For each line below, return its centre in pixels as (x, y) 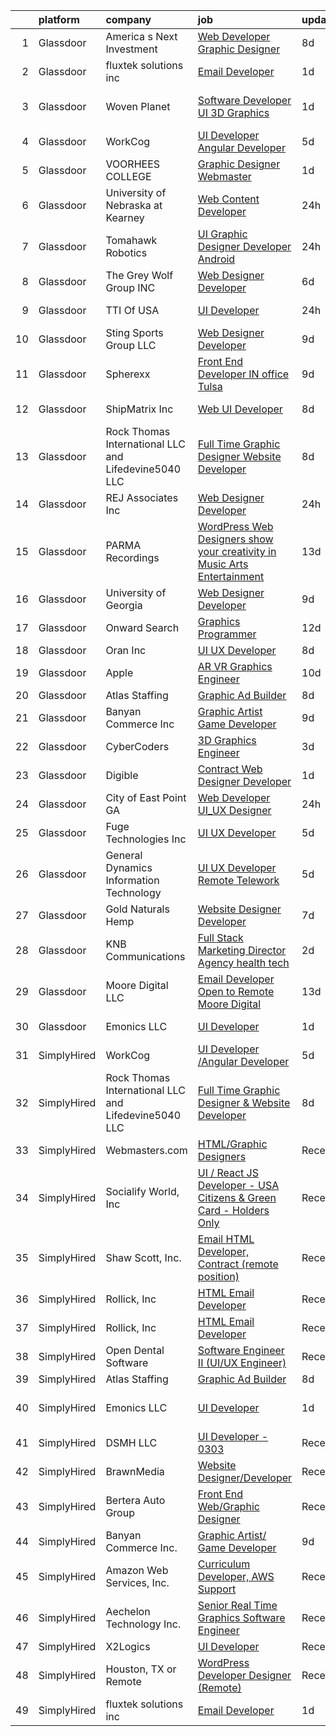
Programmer (227, 634)
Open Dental (135, 1350)
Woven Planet (138, 106)
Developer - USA (238, 1185)
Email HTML (226, 1239)
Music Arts (223, 564)
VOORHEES (133, 164)
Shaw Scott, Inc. (143, 1257)
